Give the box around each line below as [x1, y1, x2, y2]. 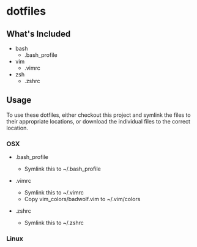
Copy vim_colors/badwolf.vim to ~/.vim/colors [24, 196, 141, 203]
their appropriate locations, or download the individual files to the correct [6, 117, 191, 125]
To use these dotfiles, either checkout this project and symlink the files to [6, 111, 191, 119]
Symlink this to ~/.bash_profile [24, 165, 101, 172]
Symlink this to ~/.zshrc [24, 219, 84, 227]
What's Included [6, 29, 71, 39]
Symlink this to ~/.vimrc [24, 189, 84, 196]
